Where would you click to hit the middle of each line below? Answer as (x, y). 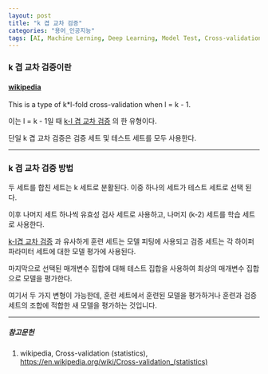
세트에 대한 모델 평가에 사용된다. (86, 251)
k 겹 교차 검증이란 (40, 67)
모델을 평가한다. (47, 278)
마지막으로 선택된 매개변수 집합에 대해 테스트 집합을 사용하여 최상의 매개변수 (126, 268)
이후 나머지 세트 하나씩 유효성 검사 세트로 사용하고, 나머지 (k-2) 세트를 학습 (124, 214)
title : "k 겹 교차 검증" (45, 23)
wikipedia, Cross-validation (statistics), (84, 353)
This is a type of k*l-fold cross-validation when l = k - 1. (100, 105)
